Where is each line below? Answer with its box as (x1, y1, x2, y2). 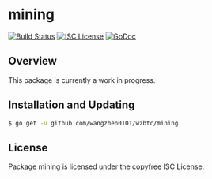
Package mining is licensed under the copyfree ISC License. (8, 162, 205, 171)
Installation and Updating (8, 99, 135, 112)
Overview (8, 54, 58, 68)
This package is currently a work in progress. (8, 75, 156, 84)
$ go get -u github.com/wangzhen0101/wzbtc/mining (8, 119, 179, 127)
